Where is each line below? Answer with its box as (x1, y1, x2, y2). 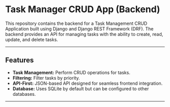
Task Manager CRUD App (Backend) (5, 4, 160, 15)
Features (5, 56, 34, 64)
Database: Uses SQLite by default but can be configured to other (12, 85, 149, 92)
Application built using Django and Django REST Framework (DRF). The (5, 25, 154, 31)
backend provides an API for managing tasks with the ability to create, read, (5, 31, 163, 37)
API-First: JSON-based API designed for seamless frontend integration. (12, 80, 163, 86)
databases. (12, 91, 36, 97)
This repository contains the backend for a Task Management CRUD (5, 20, 148, 26)
